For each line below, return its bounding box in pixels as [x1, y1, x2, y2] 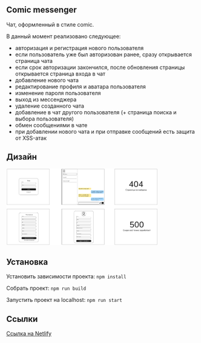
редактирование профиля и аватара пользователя [15, 83, 147, 90]
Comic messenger [6, 5, 77, 15]
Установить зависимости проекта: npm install [6, 273, 127, 280]
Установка [6, 256, 48, 267]
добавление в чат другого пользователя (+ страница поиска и [15, 108, 177, 116]
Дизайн [6, 152, 38, 162]
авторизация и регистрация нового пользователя [15, 44, 144, 51]
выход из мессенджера [15, 96, 77, 103]
